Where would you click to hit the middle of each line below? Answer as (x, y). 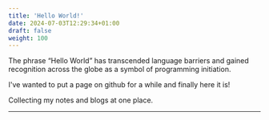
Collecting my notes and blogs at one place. (81, 100)
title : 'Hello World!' (46, 16)
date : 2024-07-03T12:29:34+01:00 (64, 23)
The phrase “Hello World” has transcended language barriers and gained (129, 61)
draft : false (30, 30)
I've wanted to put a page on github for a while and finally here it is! (119, 85)
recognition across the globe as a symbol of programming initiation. (120, 70)
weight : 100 (28, 38)
